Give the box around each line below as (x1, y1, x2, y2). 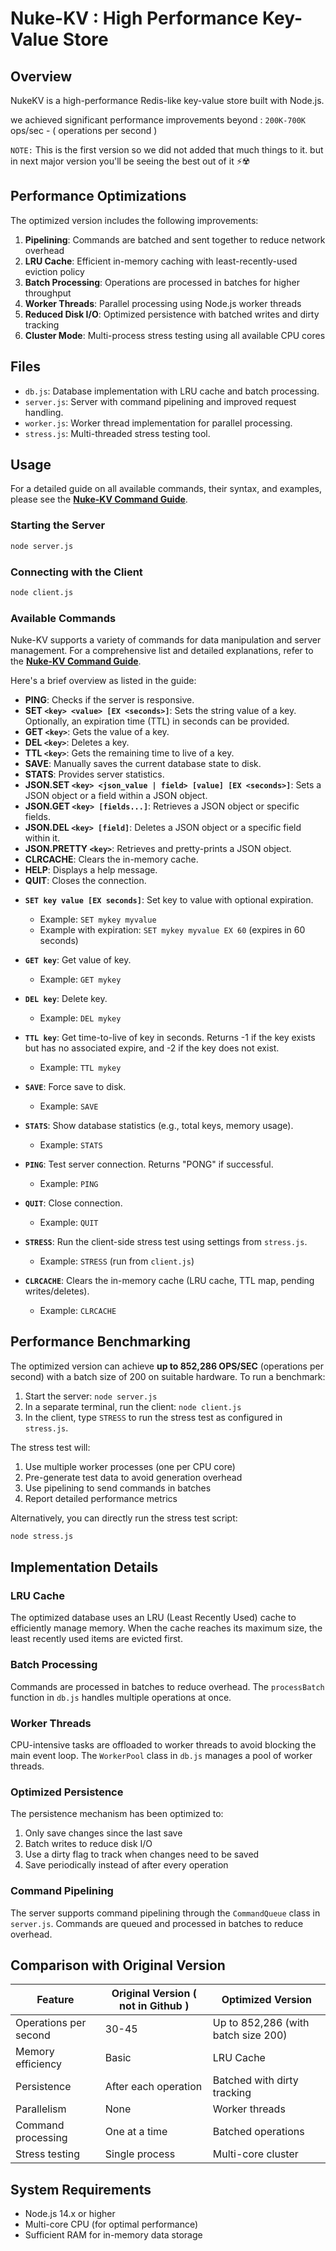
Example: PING (39, 1178, 99, 1190)
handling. (24, 406, 64, 418)
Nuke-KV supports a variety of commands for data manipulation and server (10, 634, 322, 646)
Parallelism (15, 2102, 67, 2116)
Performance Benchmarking (10, 1333, 192, 1351)
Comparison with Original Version (10, 1957, 226, 1974)
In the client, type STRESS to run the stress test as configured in (24, 1411, 283, 1423)
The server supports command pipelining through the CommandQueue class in (10, 1907, 321, 1919)
